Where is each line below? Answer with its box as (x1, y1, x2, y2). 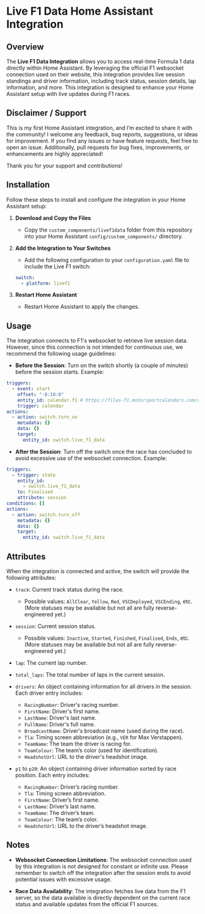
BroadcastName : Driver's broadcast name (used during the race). (24, 727, 185, 734)
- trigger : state (12, 472, 56, 478)
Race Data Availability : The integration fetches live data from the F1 (15, 887, 186, 894)
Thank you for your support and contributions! (6, 162, 123, 169)
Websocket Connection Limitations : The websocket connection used (15, 856, 192, 863)
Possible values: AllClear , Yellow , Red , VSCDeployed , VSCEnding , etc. (24, 598, 193, 605)
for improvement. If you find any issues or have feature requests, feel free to (6, 137, 198, 144)
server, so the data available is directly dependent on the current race (15, 894, 191, 901)
